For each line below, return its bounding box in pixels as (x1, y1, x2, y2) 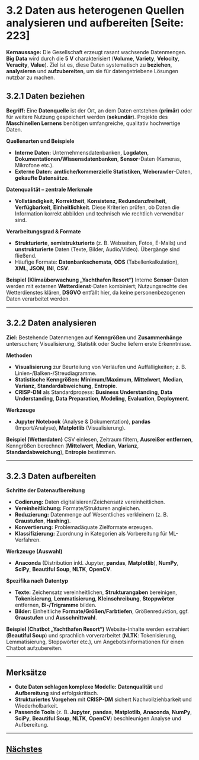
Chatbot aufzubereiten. (6, 645, 63, 652)
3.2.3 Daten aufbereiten (6, 471, 97, 481)
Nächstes (6, 744, 43, 754)
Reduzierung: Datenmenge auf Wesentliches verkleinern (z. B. (14, 511, 169, 518)
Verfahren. (14, 536, 41, 543)
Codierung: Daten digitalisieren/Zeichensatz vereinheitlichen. (14, 498, 165, 506)
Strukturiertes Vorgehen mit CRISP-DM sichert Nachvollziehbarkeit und (14, 696, 192, 703)
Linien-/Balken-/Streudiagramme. (14, 370, 97, 377)
